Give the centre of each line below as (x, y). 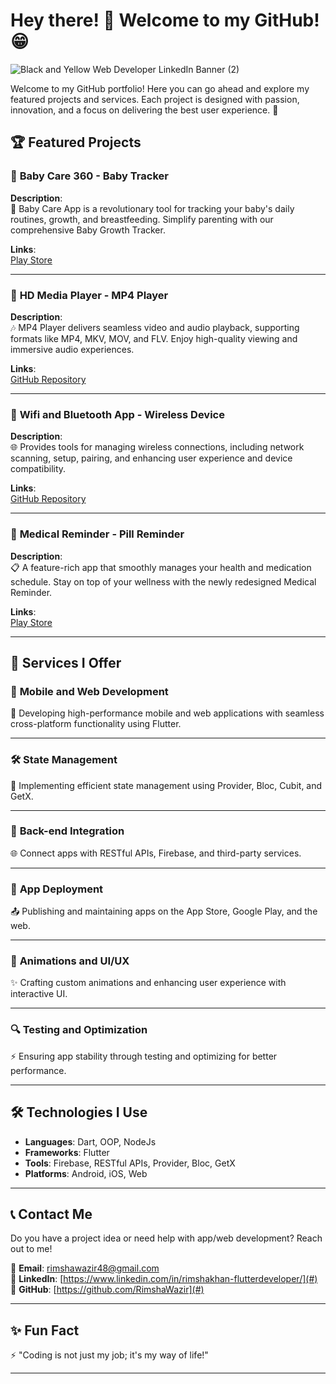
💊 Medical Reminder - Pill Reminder (97, 534)
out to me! (31, 1249)
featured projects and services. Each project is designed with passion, (155, 99)
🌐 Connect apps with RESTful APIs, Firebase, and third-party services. (156, 853)
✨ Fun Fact (45, 1330)
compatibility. (38, 469)
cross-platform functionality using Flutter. (96, 724)
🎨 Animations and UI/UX (70, 961)
